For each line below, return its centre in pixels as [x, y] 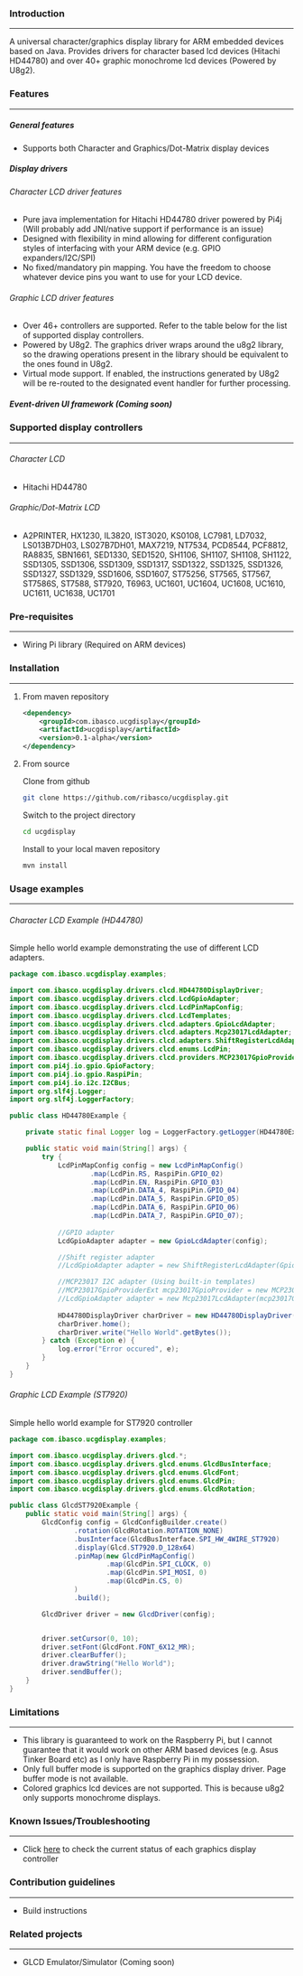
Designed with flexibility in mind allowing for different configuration [147, 239]
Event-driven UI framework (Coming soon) [91, 404]
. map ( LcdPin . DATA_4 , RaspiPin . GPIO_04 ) [165, 1191]
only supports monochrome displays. [91, 1798]
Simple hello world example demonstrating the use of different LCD [134, 948]
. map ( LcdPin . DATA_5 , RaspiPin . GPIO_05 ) [165, 1199]
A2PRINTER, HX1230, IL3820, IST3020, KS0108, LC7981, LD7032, [145, 536]
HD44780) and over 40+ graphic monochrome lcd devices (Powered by [143, 61]
